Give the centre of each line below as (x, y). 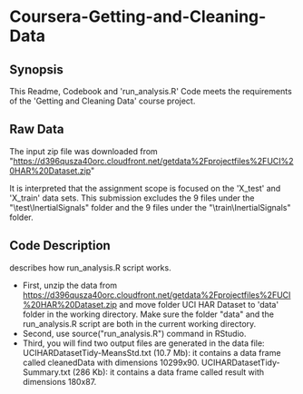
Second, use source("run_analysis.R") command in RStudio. (134, 333)
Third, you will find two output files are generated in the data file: (143, 343)
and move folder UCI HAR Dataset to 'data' (199, 304)
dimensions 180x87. (59, 381)
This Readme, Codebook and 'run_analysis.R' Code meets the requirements (151, 91)
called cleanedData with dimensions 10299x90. (111, 362)
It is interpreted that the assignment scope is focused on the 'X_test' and (145, 188)
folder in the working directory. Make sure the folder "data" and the (148, 314)
